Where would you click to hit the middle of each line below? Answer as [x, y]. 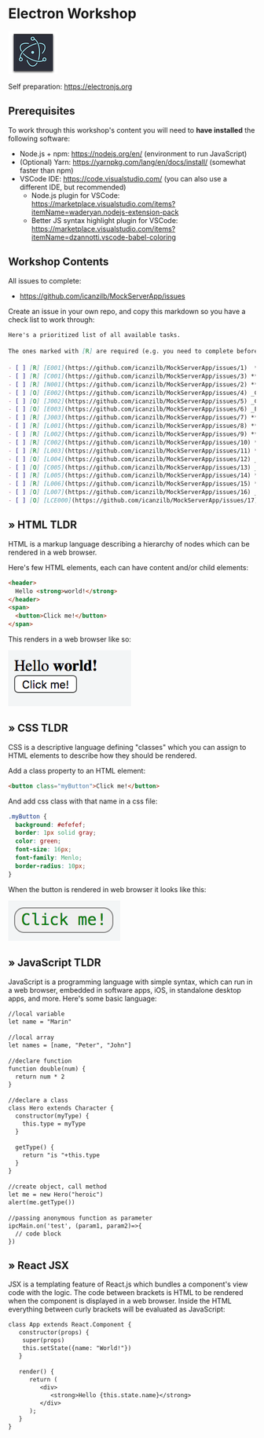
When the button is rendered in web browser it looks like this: [107, 889]
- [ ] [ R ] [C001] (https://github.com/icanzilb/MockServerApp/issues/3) [128, 376]
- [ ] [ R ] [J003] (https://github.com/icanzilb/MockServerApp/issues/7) [128, 418]
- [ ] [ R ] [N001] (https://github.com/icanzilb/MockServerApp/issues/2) [128, 384]
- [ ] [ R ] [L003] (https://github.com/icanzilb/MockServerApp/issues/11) [130, 451]
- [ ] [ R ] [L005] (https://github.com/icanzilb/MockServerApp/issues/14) [130, 476]
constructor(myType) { [52, 1116]
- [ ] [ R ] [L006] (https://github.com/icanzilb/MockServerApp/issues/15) [130, 484]
